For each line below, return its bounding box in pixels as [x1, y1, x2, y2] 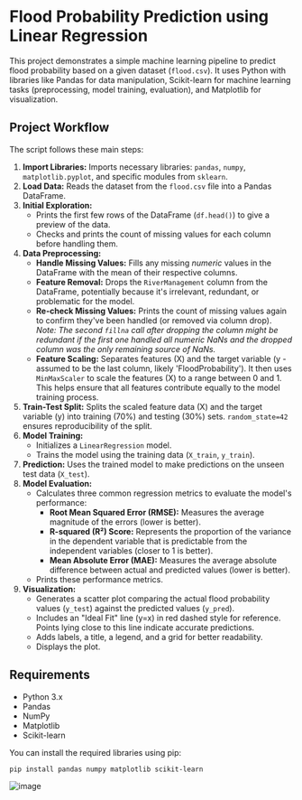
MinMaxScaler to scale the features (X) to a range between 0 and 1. [35, 372, 282, 383]
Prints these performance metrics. [35, 573, 164, 584]
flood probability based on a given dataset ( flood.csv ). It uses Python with [9, 65, 287, 76]
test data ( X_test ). [22, 468, 90, 479]
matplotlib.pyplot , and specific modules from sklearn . [22, 171, 228, 181]
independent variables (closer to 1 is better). [49, 544, 214, 556]
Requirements [9, 667, 90, 683]
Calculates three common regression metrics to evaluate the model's [35, 488, 292, 498]
